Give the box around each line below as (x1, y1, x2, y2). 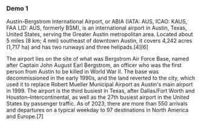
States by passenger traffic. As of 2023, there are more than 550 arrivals (6, 100, 188, 107)
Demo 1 (6, 4, 28, 13)
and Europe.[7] (6, 113, 44, 120)
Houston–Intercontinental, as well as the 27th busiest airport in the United (6, 93, 189, 101)
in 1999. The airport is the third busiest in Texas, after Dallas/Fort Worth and (6, 87, 195, 95)
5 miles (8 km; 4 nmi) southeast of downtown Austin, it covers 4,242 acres (6, 37, 193, 45)
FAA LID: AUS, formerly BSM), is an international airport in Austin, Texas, (6, 24, 187, 31)
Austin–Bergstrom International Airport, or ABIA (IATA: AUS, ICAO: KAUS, (6, 18, 188, 25)
